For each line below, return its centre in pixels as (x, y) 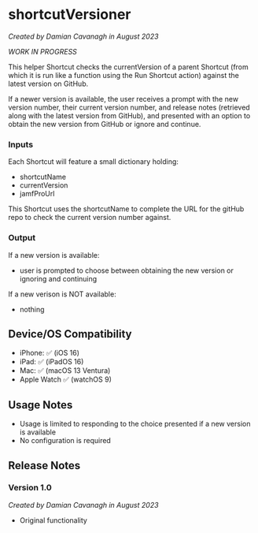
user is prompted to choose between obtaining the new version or (127, 270)
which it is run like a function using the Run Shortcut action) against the (124, 75)
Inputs (21, 144)
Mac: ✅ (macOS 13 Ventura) (65, 371)
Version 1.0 (30, 488)
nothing (32, 309)
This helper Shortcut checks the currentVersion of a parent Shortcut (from (129, 67)
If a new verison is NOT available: (62, 294)
